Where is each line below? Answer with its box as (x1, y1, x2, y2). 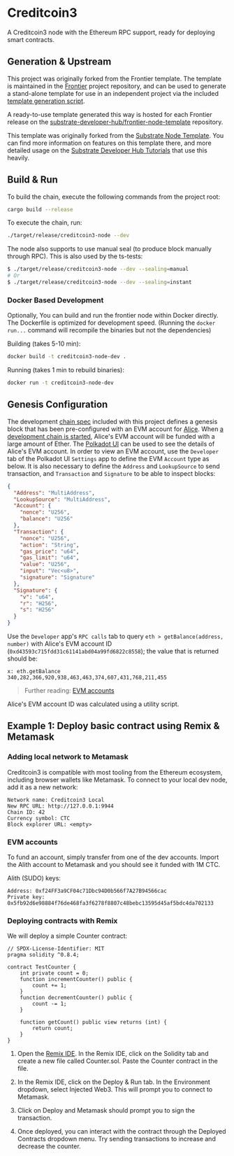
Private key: (7, 894, 45, 901)
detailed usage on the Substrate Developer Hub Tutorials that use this (7, 146, 207, 155)
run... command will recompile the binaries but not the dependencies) (7, 326, 212, 334)
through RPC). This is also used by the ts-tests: (7, 252, 143, 260)
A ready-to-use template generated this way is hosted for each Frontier (7, 110, 212, 118)
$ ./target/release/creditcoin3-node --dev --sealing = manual (7, 266, 189, 273)
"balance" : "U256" (20, 516, 73, 523)
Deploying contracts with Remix (7, 915, 118, 925)
